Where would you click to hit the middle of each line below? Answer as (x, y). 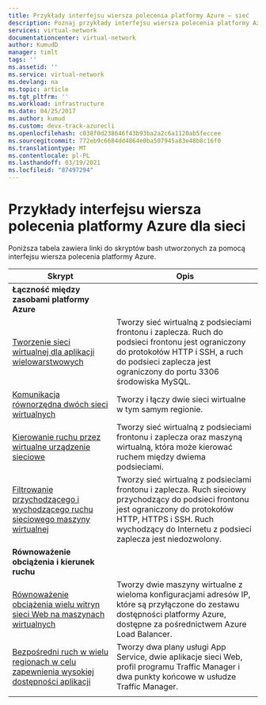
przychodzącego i (46, 499)
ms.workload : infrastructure (56, 104)
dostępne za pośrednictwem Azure (181, 624)
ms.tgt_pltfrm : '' (38, 97)
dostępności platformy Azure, (171, 614)
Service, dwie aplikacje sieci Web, (179, 657)
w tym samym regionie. (160, 409)
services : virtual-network (53, 30)
